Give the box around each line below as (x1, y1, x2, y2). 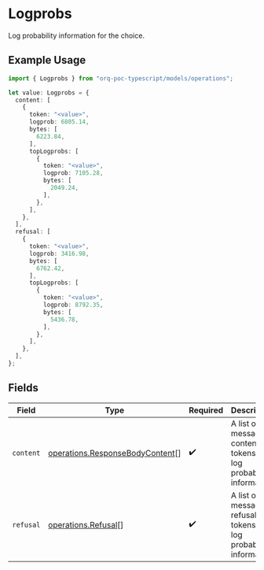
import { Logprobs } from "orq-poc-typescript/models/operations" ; (8, 74, 234, 83)
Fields (8, 381, 39, 394)
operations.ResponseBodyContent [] (48, 447, 181, 458)
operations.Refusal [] (48, 519, 124, 530)
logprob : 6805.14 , (28, 118, 90, 126)
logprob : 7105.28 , (42, 169, 104, 177)
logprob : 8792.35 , (42, 301, 104, 309)
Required (188, 405, 224, 416)
